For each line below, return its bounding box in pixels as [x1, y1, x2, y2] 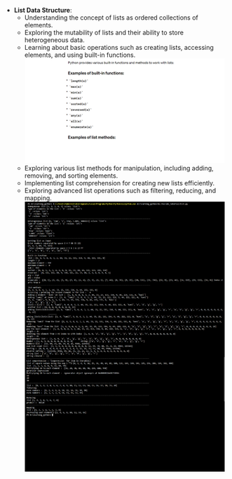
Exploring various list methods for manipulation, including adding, [24, 164, 214, 172]
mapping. [24, 194, 53, 202]
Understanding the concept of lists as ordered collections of [24, 13, 198, 22]
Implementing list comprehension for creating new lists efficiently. [24, 179, 215, 187]
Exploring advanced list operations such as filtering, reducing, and [24, 186, 217, 195]
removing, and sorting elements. [24, 171, 118, 180]
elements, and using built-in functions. [24, 51, 136, 59]
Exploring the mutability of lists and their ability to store [24, 28, 184, 37]
